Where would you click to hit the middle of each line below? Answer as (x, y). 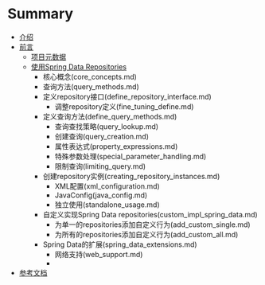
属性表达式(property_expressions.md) (116, 146)
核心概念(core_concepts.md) (90, 76)
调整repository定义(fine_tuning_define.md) (124, 106)
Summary (40, 14)
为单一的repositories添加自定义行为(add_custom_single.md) (153, 224)
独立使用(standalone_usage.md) (107, 205)
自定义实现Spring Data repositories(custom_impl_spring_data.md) (150, 214)
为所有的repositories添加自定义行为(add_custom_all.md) (146, 234)
